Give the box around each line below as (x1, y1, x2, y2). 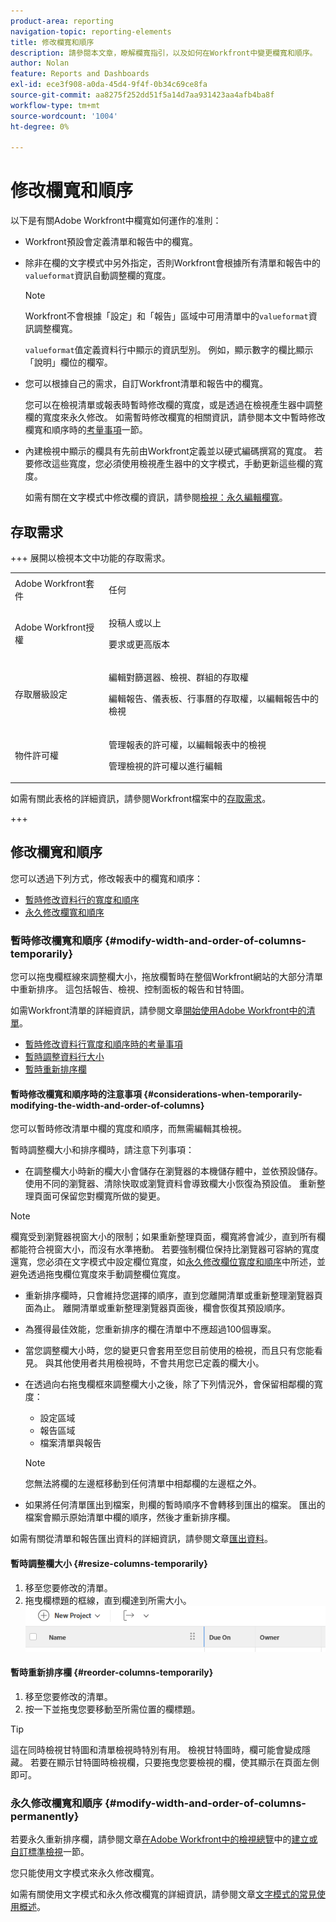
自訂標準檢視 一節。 (10, 1846, 90, 1858)
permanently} (10, 1809, 80, 1823)
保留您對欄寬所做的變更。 (59, 1190, 166, 1202)
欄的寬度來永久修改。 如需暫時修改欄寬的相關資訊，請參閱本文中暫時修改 (24, 411, 326, 424)
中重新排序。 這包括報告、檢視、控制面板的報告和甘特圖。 (10, 983, 250, 995)
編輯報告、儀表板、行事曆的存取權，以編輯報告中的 (108, 693, 319, 705)
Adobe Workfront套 (14, 577, 95, 589)
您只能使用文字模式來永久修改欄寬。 (10, 1867, 160, 1879)
